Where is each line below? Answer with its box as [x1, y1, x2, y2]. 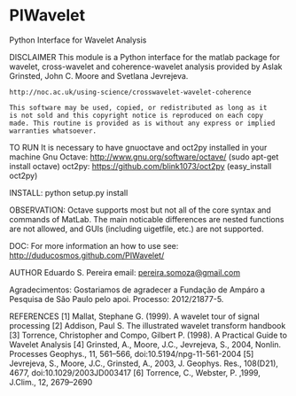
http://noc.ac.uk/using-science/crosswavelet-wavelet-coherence [9, 88, 252, 97]
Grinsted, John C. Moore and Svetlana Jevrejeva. [9, 70, 189, 81]
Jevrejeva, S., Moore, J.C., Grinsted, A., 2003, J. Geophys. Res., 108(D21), [9, 358, 279, 369]
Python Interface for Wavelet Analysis [9, 35, 147, 45]
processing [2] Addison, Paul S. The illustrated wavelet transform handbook [9, 320, 286, 330]
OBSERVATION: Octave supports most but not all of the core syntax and [9, 205, 272, 215]
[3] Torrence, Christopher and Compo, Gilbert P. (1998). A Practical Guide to [9, 330, 288, 340]
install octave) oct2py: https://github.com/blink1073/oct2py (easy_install [9, 160, 272, 171]
